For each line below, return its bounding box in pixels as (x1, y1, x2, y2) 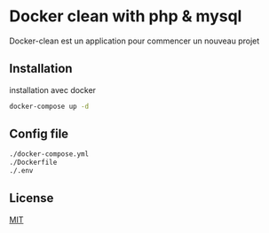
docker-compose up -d (9, 102, 90, 111)
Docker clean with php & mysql (9, 6, 242, 27)
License (9, 190, 54, 206)
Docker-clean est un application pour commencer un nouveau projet (9, 35, 260, 46)
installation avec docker (9, 84, 96, 95)
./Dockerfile (9, 158, 58, 167)
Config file (9, 127, 69, 142)
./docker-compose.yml (9, 150, 90, 159)
